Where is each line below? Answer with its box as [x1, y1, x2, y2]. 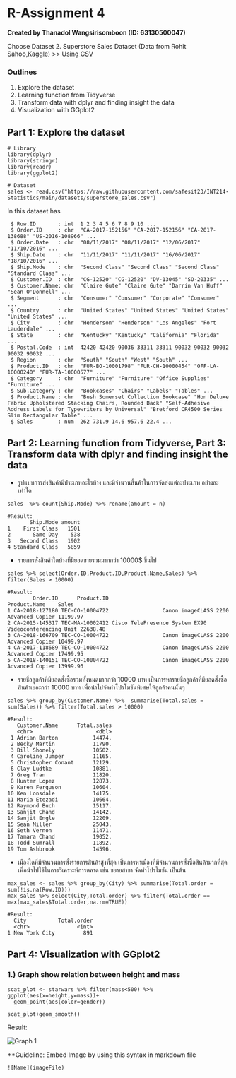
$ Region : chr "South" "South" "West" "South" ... [10, 357, 189, 364]
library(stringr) [7, 158, 59, 165]
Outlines [7, 67, 37, 77]
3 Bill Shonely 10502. [10, 747, 112, 754]
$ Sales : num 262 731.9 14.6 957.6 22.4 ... [10, 418, 172, 425]
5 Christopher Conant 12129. [10, 759, 112, 766]
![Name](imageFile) [7, 1064, 65, 1071]
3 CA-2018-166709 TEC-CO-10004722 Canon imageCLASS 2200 [7, 632, 230, 639]
